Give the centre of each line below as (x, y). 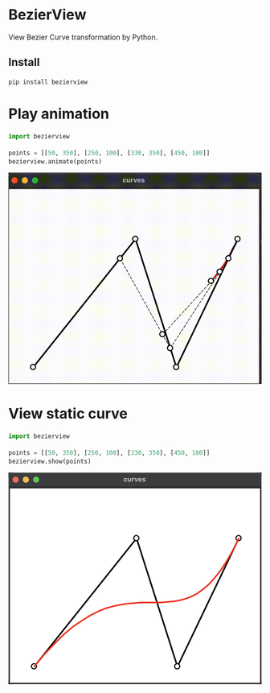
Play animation (59, 113)
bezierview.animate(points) (55, 162)
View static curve (68, 413)
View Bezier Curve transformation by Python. (83, 37)
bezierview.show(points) (50, 462)
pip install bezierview (48, 82)
